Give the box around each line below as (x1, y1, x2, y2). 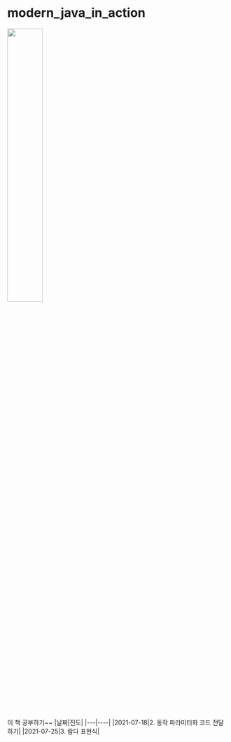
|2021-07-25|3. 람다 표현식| (22, 727, 100, 735)
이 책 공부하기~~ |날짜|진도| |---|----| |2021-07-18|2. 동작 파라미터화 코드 (7, 718, 211, 727)
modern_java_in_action (7, 5, 146, 21)
